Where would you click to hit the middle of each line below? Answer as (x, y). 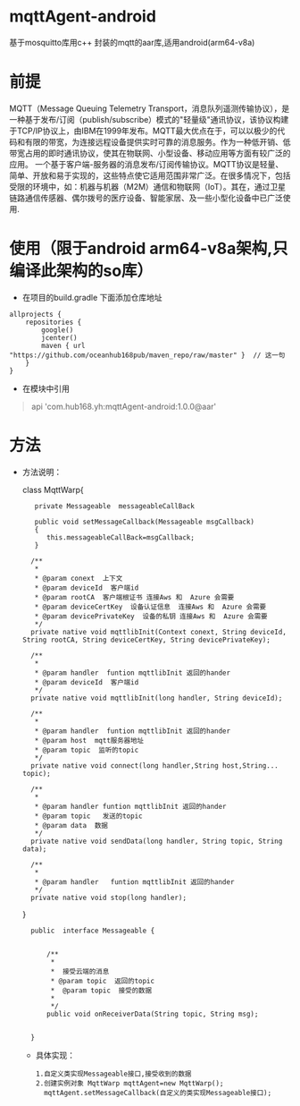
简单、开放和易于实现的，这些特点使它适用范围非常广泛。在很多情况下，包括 (150, 175)
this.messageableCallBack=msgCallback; (120, 537)
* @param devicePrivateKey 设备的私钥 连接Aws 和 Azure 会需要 (151, 616)
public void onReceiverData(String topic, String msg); (152, 1014)
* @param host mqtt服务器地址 (89, 740)
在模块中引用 (46, 388)
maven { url (64, 345)
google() (58, 330)
